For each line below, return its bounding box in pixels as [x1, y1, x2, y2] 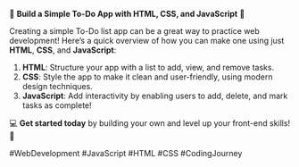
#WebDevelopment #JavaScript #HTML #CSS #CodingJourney [9, 148, 243, 158]
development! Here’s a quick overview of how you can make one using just [9, 36, 285, 46]
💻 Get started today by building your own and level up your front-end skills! [9, 118, 291, 129]
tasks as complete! [21, 100, 92, 111]
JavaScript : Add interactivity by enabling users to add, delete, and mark [21, 90, 288, 101]
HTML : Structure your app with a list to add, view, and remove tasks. [21, 63, 275, 72]
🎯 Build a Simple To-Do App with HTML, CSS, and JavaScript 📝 [9, 9, 245, 19]
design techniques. [21, 81, 94, 91]
